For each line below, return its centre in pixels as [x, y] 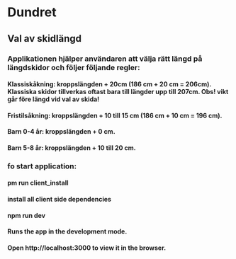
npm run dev [27, 215]
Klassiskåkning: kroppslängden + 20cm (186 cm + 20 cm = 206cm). [109, 84]
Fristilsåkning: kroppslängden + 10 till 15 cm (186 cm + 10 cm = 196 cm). [115, 115]
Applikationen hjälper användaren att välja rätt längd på [105, 59]
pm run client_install [38, 183]
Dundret [32, 12]
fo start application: [42, 166]
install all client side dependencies [60, 199]
